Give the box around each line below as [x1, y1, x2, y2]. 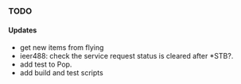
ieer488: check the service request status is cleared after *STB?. [19, 52, 234, 61]
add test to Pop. [19, 59, 72, 69]
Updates [8, 25, 37, 35]
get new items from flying [19, 43, 104, 52]
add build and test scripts [19, 68, 103, 78]
